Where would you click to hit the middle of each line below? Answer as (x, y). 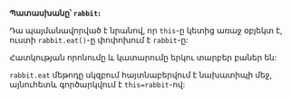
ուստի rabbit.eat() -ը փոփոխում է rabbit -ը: (99, 40)
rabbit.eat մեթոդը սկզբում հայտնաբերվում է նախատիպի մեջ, (141, 75)
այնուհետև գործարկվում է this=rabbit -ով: (97, 84)
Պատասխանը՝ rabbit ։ (55, 13)
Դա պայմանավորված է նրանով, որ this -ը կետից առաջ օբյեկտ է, (146, 30)
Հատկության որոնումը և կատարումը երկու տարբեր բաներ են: (143, 57)
